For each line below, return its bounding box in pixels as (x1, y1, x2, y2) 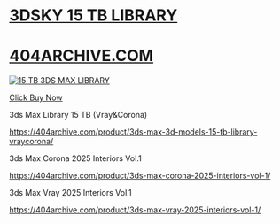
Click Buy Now (9, 92, 64, 103)
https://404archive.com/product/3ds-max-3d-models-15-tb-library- (9, 127, 258, 137)
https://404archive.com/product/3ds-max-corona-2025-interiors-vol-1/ (9, 170, 271, 182)
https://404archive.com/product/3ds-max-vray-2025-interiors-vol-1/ (9, 205, 261, 215)
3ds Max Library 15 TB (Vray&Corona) (9, 110, 148, 120)
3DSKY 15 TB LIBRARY (9, 5, 178, 26)
